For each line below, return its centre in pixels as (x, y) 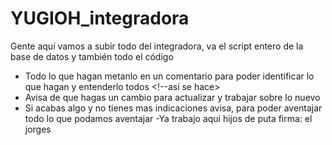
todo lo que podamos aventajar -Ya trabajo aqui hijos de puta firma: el (168, 118)
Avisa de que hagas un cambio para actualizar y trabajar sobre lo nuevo (172, 97)
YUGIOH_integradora (100, 18)
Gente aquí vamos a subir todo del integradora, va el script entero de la (157, 46)
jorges (38, 129)
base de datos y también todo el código (92, 56)
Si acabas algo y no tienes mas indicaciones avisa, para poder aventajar (173, 108)
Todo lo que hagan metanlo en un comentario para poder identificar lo (169, 76)
